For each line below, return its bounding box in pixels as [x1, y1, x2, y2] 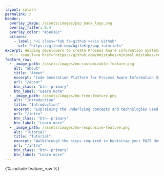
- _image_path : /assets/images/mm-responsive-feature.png [9, 125, 130, 130]
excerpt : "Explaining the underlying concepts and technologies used [14, 107, 159, 112]
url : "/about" [14, 79, 42, 84]
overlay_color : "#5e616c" [9, 30, 62, 35]
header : [5, 16, 21, 21]
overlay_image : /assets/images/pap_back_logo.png [9, 20, 112, 26]
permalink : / [5, 12, 32, 17]
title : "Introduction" [14, 102, 60, 107]
